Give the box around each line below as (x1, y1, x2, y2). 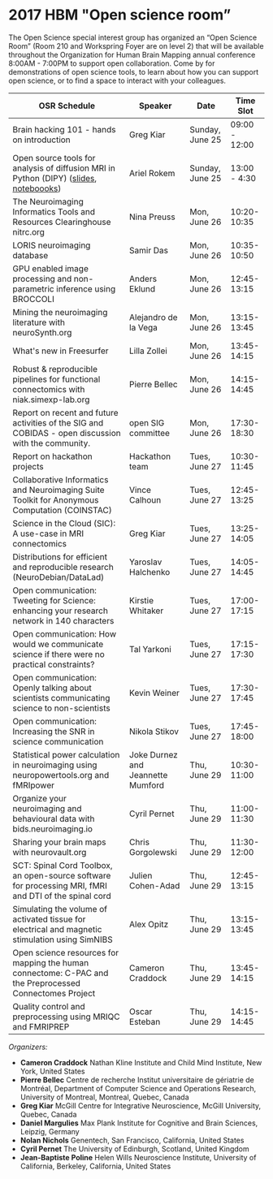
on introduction (12, 134, 71, 145)
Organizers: (8, 1042, 48, 1052)
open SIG (128, 417, 165, 428)
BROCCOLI (12, 293, 54, 304)
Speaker (139, 100, 172, 111)
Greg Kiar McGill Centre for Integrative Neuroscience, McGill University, (19, 1100, 262, 1110)
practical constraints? (12, 659, 95, 670)
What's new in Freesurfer (12, 345, 109, 356)
